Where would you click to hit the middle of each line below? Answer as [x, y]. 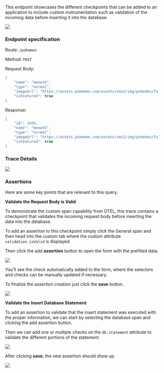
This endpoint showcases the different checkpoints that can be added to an [81, 7]
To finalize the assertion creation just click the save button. [64, 284]
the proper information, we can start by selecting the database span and [78, 318]
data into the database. [28, 221]
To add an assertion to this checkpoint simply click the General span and [78, 231]
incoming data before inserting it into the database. [57, 17]
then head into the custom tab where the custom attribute [63, 236]
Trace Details [21, 158]
